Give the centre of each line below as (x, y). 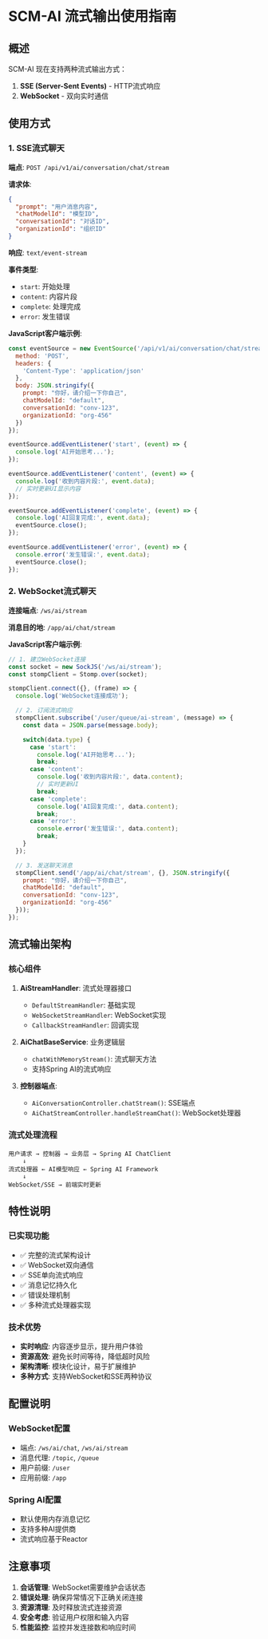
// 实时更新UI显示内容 (48, 489)
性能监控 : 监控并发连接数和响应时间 (78, 1627)
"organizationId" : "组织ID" (61, 229)
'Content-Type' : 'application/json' (84, 371)
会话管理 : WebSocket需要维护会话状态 (83, 1587)
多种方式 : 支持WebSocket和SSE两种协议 (86, 1376)
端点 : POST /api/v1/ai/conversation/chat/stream (89, 167)
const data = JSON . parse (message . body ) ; (91, 725)
